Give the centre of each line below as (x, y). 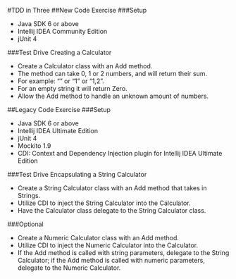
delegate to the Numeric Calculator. (69, 268)
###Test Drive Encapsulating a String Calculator (77, 174)
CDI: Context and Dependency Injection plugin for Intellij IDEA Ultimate (120, 153)
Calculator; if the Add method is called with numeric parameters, (111, 260)
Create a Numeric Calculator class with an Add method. (98, 238)
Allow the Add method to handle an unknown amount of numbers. (113, 96)
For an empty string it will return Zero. (73, 88)
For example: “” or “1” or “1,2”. (61, 81)
